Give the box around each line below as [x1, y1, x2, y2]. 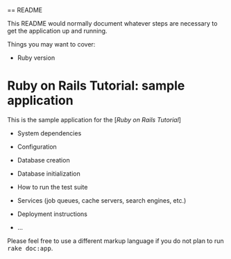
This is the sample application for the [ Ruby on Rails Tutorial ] [7, 115, 182, 124]
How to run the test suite [17, 183, 88, 191]
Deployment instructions [17, 210, 88, 218]
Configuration [17, 142, 57, 151]
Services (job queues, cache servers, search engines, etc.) [17, 196, 187, 204]
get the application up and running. [7, 27, 108, 35]
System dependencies [17, 128, 82, 137]
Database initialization [17, 169, 81, 178]
